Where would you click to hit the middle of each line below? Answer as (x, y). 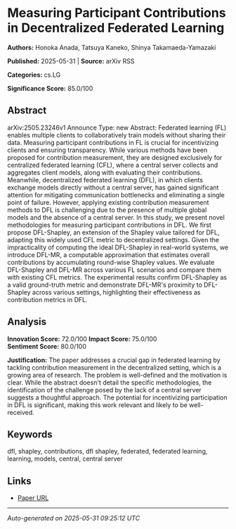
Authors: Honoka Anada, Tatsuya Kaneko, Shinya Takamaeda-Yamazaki (112, 47)
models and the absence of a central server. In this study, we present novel (116, 217)
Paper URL (33, 498)
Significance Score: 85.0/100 (50, 88)
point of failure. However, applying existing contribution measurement (108, 202)
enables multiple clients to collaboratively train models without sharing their (117, 135)
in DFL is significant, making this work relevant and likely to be (97, 405)
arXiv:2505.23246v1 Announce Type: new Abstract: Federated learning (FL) (117, 127)
